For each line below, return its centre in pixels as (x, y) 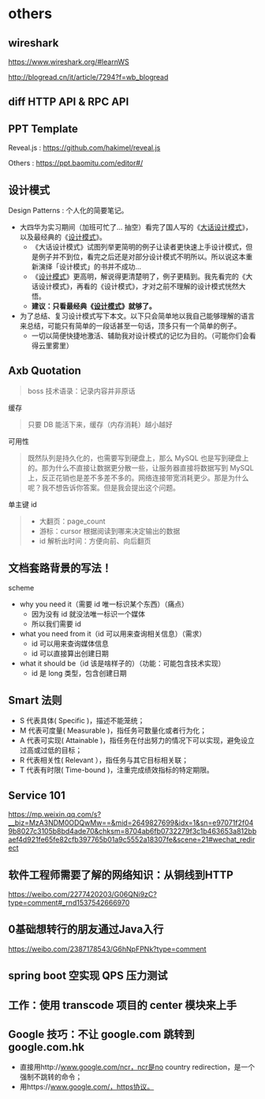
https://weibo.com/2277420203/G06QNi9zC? (83, 895)
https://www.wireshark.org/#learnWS (69, 62)
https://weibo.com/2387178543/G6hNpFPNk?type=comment (107, 949)
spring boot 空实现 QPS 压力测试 (88, 976)
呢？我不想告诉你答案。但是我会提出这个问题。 (103, 487)
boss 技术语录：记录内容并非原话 (81, 391)
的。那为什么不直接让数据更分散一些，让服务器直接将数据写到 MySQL (140, 467)
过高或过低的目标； (51, 750)
